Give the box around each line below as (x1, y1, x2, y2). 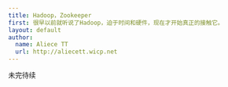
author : (8, 33, 34, 42)
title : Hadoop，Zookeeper (8, 11, 92, 20)
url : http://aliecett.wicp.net (15, 48, 118, 56)
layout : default (8, 26, 61, 34)
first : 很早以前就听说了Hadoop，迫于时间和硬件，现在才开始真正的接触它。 (8, 19, 224, 27)
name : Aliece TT (15, 41, 68, 49)
